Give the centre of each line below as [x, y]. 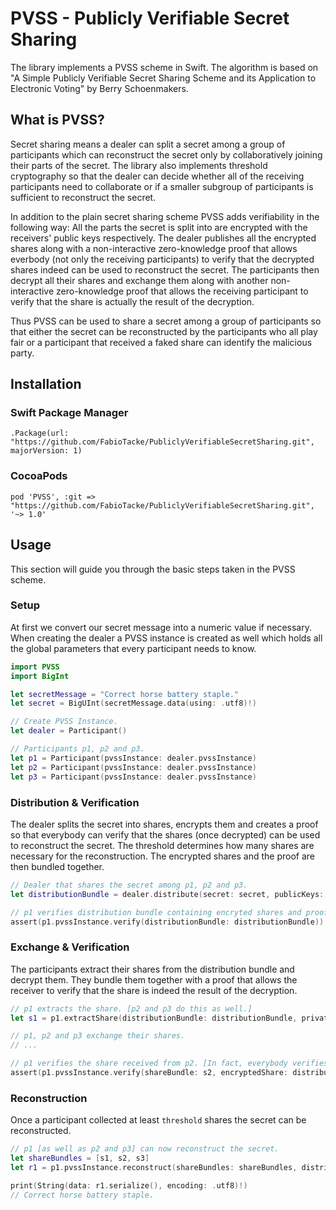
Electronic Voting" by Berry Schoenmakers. [99, 88]
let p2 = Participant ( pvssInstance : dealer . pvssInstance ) [133, 767]
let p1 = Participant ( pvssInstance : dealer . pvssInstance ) [133, 758]
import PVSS [35, 667]
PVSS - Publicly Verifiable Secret [150, 18]
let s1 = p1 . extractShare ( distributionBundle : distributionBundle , [154, 1018]
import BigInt [40, 676]
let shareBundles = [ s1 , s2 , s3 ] [80, 1158]
